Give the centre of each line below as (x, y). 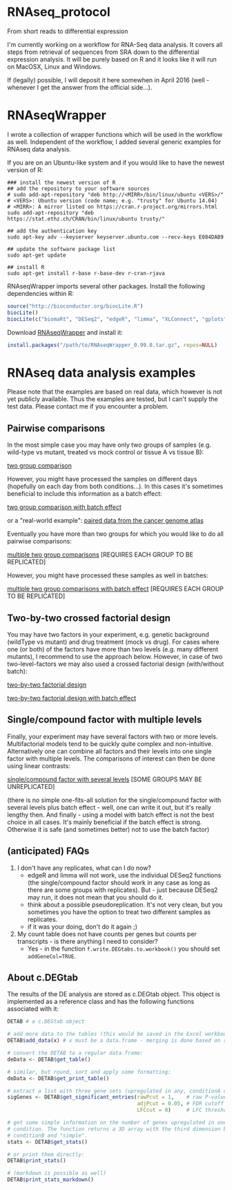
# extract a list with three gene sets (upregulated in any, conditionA (114, 1091)
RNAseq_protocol (59, 12)
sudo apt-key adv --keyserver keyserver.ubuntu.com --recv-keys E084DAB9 (116, 237)
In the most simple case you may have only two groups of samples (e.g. (109, 445)
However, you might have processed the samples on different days (102, 479)
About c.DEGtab (42, 977)
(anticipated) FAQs (48, 851)
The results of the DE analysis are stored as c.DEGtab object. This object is (114, 994)
